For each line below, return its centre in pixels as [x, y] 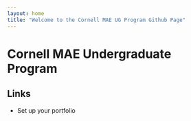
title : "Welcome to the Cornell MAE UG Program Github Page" [97, 20]
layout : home [26, 13]
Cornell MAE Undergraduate [89, 54]
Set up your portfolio [46, 110]
